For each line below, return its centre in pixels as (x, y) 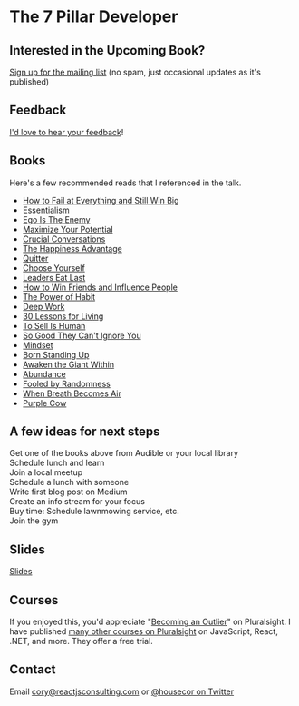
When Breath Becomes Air (72, 393)
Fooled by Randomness (66, 383)
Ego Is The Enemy (56, 219)
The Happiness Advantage (72, 248)
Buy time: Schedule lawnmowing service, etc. (94, 512)
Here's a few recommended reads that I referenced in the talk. (125, 183)
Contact (33, 670)
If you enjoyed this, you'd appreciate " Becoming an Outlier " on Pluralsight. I (150, 622)
